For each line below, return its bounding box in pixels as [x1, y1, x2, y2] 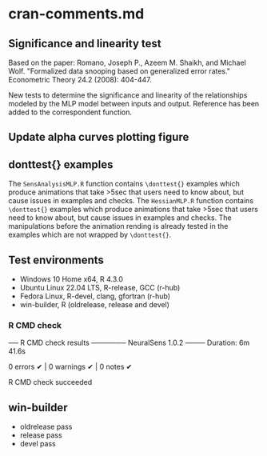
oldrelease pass [19, 422, 73, 432]
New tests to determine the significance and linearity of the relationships [8, 90, 248, 100]
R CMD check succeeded [8, 378, 93, 387]
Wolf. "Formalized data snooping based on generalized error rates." [8, 66, 230, 76]
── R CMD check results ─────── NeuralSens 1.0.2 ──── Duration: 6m [8, 338, 250, 348]
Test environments [8, 253, 104, 266]
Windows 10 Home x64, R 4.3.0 [19, 274, 124, 284]
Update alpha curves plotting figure [8, 130, 189, 144]
